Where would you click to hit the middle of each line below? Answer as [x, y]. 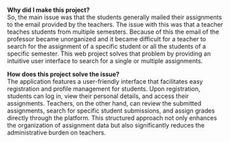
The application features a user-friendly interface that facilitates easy [105, 81]
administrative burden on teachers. [57, 132]
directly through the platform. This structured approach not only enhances [112, 118]
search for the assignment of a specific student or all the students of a [106, 46]
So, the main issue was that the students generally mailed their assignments [115, 17]
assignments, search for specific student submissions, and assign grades [111, 110]
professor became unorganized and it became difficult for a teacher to [107, 39]
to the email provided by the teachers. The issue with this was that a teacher [115, 24]
